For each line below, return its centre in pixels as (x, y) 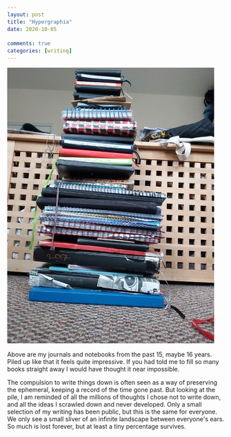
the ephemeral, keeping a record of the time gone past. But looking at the (111, 390)
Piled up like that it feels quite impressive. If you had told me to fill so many (113, 362)
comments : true (29, 44)
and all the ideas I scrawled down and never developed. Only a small (104, 404)
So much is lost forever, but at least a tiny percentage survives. (97, 426)
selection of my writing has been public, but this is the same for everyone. (112, 411)
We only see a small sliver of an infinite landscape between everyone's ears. (116, 419)
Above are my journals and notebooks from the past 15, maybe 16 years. (110, 354)
